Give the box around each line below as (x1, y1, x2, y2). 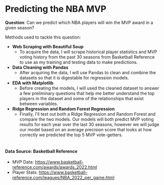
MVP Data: (12, 159, 34, 165)
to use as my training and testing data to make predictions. (19, 59, 138, 65)
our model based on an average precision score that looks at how (19, 126, 152, 132)
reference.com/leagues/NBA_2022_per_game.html (12, 175, 115, 181)
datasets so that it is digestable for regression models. (19, 75, 129, 81)
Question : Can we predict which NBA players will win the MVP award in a (5, 20, 153, 25)
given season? (5, 24, 34, 30)
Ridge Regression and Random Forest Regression (12, 106, 115, 112)
